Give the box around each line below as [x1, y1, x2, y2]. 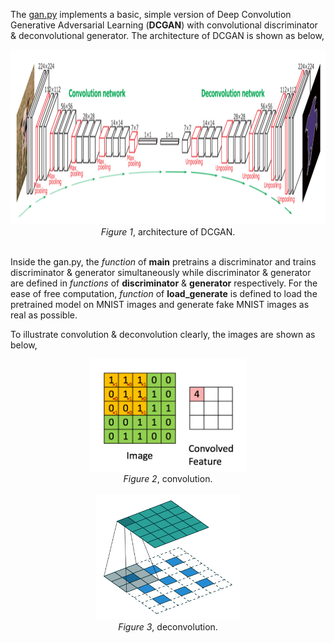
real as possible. [10, 309, 78, 321]
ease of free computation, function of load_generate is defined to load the [10, 288, 318, 299]
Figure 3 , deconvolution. [118, 621, 218, 633]
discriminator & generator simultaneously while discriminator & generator [10, 267, 312, 278]
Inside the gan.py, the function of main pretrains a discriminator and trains [10, 256, 317, 268]
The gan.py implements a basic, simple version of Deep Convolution [10, 9, 292, 20]
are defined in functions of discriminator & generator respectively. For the [10, 277, 318, 289]
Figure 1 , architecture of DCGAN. [100, 226, 236, 238]
